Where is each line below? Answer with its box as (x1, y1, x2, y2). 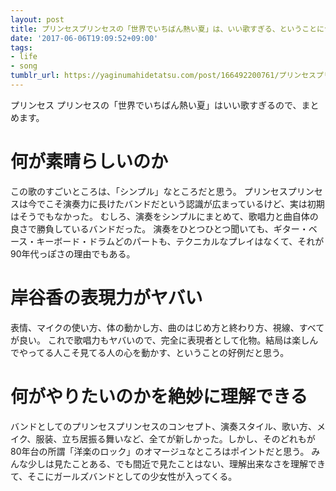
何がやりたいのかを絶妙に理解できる (10, 385, 308, 408)
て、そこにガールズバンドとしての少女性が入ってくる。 (10, 470, 238, 482)
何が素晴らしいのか (10, 151, 169, 173)
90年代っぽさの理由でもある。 (10, 247, 136, 260)
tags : (10, 42, 33, 53)
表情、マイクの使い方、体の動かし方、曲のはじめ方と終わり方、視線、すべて (10, 321, 325, 333)
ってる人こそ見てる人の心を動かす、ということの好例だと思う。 (27, 346, 290, 358)
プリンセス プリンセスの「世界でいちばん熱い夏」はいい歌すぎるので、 (10, 99, 302, 111)
